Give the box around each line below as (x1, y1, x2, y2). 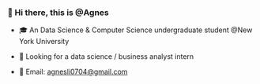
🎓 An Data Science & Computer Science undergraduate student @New (18, 25, 253, 35)
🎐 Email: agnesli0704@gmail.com (18, 67, 128, 77)
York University (18, 37, 70, 46)
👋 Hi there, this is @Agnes (7, 7, 109, 18)
